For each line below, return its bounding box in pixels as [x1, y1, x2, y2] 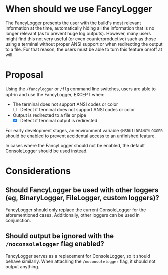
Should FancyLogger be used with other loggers [5, 186, 159, 194]
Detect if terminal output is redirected [20, 117, 98, 123]
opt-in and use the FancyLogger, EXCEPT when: [5, 91, 105, 97]
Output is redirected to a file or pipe [12, 112, 86, 118]
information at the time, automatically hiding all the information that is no [5, 25, 155, 31]
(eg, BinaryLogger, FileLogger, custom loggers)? [5, 193, 159, 202]
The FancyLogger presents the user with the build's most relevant [5, 20, 141, 26]
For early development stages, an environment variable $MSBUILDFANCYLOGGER [5, 128, 163, 133]
